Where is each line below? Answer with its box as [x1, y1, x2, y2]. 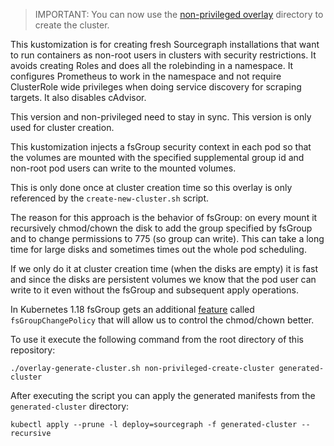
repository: [10, 344, 56, 356]
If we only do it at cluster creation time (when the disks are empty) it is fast [10, 263, 318, 274]
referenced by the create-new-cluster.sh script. [10, 192, 209, 204]
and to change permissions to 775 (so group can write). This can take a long [10, 233, 325, 244]
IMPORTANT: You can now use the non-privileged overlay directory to [34, 9, 324, 20]
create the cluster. [34, 19, 110, 31]
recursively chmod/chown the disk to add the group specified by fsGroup [10, 222, 313, 234]
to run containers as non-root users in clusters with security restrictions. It [10, 49, 317, 61]
